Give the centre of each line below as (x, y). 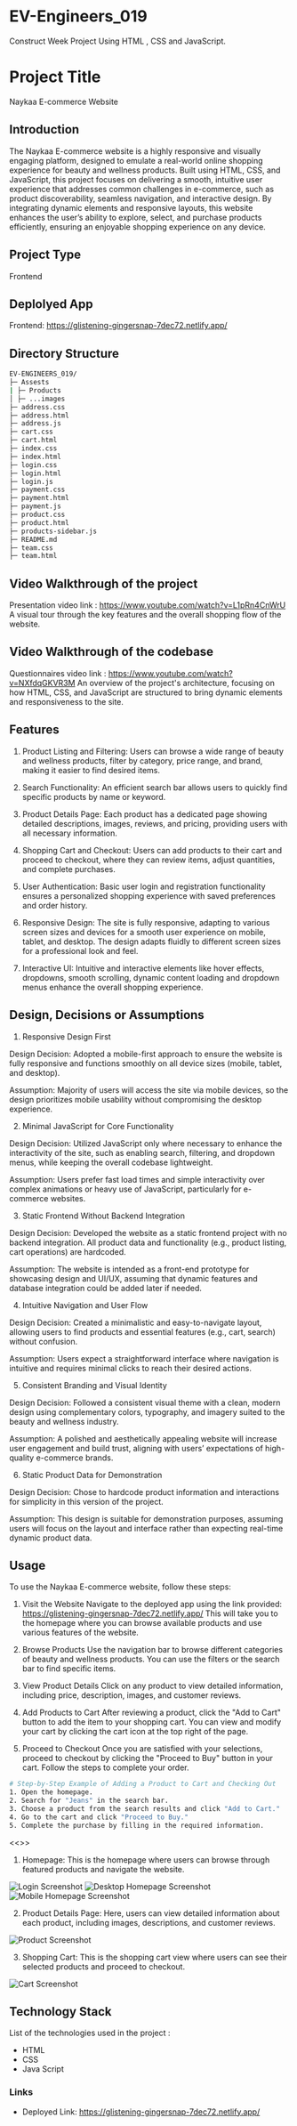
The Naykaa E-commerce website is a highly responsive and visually (135, 151)
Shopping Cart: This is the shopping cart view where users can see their (154, 1957)
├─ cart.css (31, 432)
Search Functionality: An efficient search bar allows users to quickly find (155, 787)
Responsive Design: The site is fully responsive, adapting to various (146, 922)
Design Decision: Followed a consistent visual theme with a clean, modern (145, 1403)
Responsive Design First (66, 1036)
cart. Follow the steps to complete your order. (105, 1767)
